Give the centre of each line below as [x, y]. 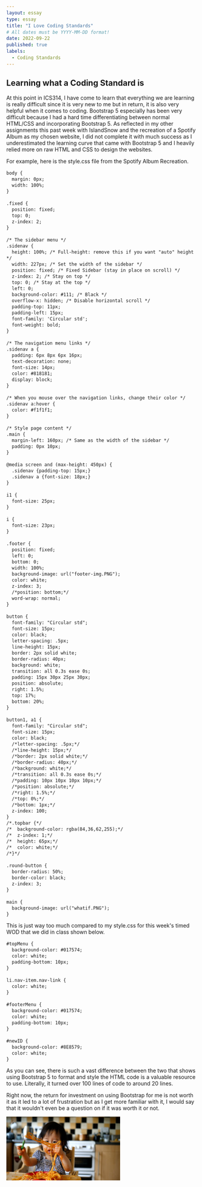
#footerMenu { [24, 1004]
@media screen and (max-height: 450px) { [59, 465]
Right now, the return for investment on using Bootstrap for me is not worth [100, 1095]
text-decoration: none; [42, 361]
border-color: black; [39, 878]
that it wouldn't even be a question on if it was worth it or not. [83, 1108]
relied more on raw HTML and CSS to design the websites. [79, 149]
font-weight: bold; [36, 325]
